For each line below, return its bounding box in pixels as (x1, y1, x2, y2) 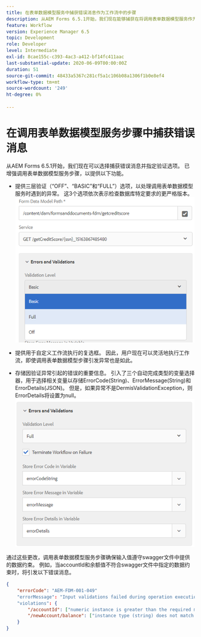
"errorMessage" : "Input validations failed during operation (17, 594, 172, 600)
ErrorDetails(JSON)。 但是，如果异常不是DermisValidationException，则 (14, 385, 193, 391)
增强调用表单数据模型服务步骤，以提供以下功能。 (6, 169, 127, 176)
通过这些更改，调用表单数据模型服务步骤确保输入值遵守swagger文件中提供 (6, 554, 190, 561)
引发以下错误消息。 (26, 569, 75, 576)
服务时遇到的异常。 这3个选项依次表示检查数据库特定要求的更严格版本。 (14, 190, 193, 197)
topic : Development (6, 35, 55, 41)
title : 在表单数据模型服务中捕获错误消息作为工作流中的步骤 (6, 10, 136, 16)
